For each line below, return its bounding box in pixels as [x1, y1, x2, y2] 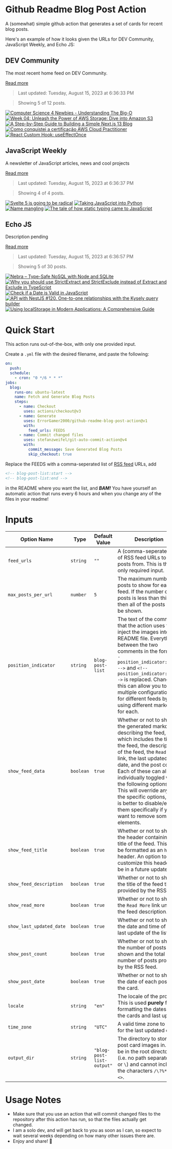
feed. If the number [117, 588, 164, 595]
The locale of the [117, 992, 159, 1000]
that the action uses [117, 622, 165, 629]
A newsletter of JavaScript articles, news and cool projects [5, 160, 130, 166]
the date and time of [117, 923, 166, 930]
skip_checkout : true [28, 452, 72, 457]
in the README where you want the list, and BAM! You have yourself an [5, 485, 157, 491]
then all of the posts [117, 600, 165, 608]
